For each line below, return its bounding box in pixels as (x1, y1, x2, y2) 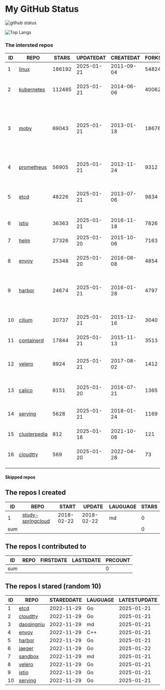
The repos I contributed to (5, 543, 87, 551)
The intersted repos (5, 41, 54, 48)
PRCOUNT (105, 557, 131, 564)
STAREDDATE (49, 597, 82, 604)
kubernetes (19, 86, 46, 93)
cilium (19, 317, 33, 324)
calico (19, 387, 33, 394)
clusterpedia (19, 431, 48, 437)
